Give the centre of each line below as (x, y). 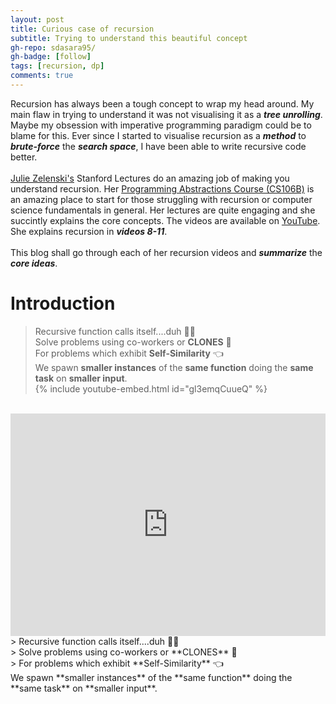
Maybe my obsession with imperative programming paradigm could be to (161, 125)
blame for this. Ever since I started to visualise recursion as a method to (158, 135)
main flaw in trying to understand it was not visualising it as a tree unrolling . (166, 114)
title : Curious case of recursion (82, 29)
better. (24, 157)
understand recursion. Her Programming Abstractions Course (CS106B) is (162, 188)
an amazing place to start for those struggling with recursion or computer (161, 199)
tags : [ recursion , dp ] (57, 66)
